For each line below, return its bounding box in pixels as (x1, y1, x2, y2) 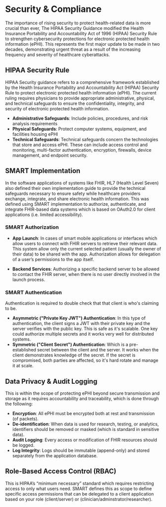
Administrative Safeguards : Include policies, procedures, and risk (12, 115, 148, 121)
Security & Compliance (5, 3, 102, 15)
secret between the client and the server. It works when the (37, 347, 159, 353)
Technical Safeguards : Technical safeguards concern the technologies (12, 136, 159, 142)
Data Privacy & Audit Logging (5, 377, 98, 386)
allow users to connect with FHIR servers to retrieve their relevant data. (12, 240, 158, 247)
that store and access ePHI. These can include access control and (12, 142, 148, 148)
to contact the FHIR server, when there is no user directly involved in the (12, 271, 160, 277)
